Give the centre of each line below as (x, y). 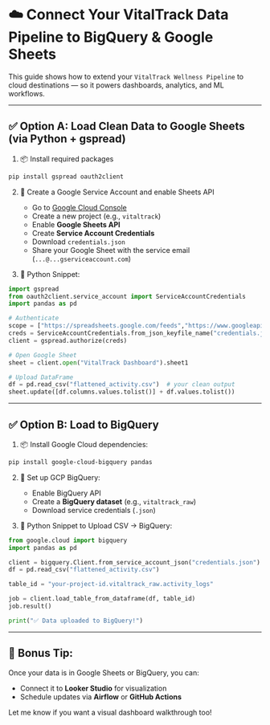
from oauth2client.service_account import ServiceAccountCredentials (127, 296)
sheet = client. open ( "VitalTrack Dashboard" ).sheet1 (98, 362)
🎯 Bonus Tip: (41, 653)
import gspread (34, 289)
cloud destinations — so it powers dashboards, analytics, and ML (117, 85)
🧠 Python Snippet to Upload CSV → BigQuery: (96, 525)
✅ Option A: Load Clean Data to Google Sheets (127, 126)
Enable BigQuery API (67, 493)
